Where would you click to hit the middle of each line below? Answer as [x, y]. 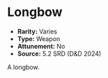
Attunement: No [41, 46]
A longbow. [23, 67]
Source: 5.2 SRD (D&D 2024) [59, 54]
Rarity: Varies [37, 31]
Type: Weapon [39, 38]
